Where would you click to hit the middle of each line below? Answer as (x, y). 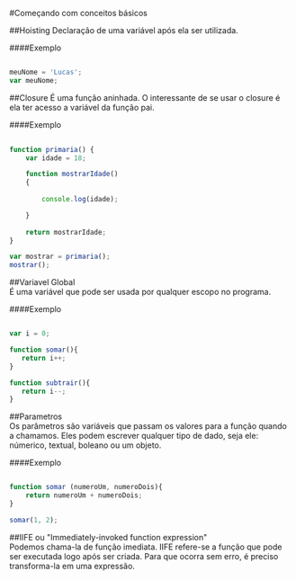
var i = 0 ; (30, 334)
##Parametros (36, 416)
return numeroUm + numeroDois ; (84, 495)
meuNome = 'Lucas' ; (46, 72)
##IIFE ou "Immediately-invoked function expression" (108, 537)
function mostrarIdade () (72, 174)
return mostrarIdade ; (66, 232)
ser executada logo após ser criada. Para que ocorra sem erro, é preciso (144, 556)
